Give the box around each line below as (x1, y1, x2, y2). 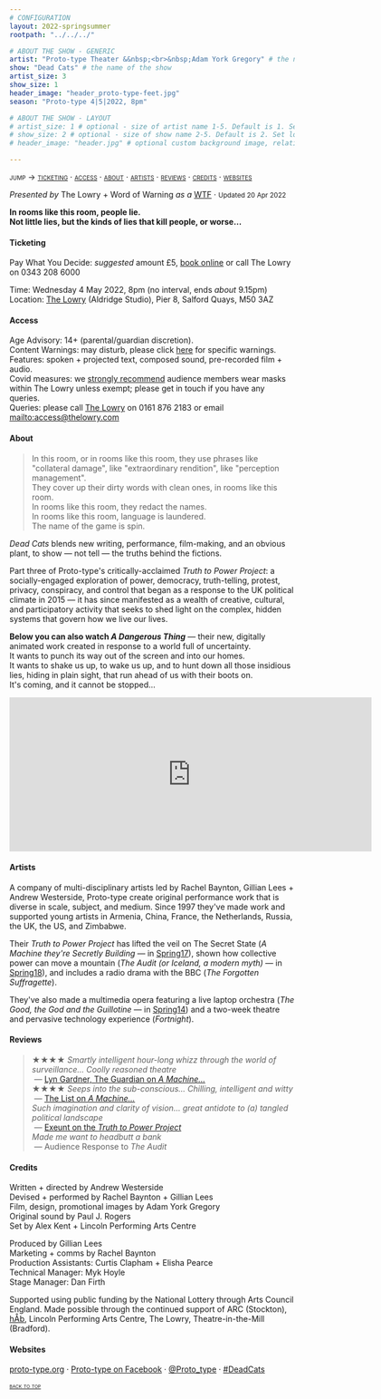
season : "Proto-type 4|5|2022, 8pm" (9, 97, 148, 106)
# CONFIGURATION (9, 13, 71, 23)
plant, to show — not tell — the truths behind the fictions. (9, 548, 223, 559)
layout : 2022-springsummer (9, 22, 111, 31)
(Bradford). (9, 1323, 51, 1334)
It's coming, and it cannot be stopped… (9, 679, 156, 690)
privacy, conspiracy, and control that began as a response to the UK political (9, 584, 294, 595)
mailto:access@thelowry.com (9, 412, 119, 423)
